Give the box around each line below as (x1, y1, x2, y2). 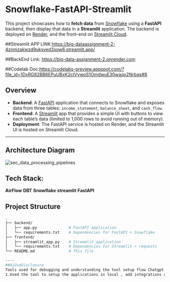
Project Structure (5, 202, 61, 211)
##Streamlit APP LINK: (5, 41, 52, 47)
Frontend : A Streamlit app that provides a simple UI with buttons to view (12, 110, 163, 116)
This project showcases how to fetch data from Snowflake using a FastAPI (5, 20, 162, 26)
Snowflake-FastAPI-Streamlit (5, 4, 132, 15)
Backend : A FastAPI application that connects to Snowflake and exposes (12, 99, 164, 105)
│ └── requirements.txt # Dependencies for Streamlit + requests (5, 244, 157, 249)
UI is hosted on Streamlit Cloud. (12, 126, 79, 132)
